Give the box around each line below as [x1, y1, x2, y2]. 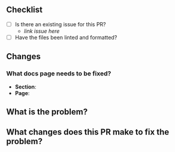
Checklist [6, 5, 43, 15]
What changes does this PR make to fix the [6, 127, 170, 137]
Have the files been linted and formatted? [14, 34, 117, 41]
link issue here [23, 27, 60, 35]
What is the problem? [6, 107, 88, 117]
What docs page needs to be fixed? [6, 69, 111, 78]
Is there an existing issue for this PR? [14, 20, 106, 28]
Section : [14, 83, 37, 90]
